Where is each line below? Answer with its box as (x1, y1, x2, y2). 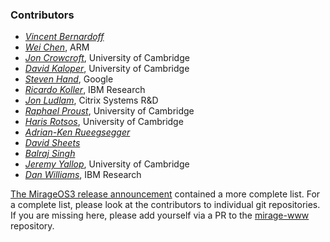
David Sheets (24, 137, 81, 149)
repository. (10, 220, 55, 232)
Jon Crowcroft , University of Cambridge (24, 52, 190, 64)
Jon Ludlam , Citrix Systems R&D (24, 94, 159, 107)
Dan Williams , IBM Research (24, 169, 142, 181)
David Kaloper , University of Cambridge (24, 63, 190, 75)
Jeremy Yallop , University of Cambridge (24, 158, 190, 170)
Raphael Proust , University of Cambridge (24, 105, 195, 117)
